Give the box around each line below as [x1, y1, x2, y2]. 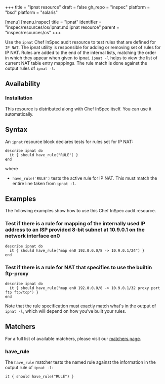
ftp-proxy [5, 270, 29, 277]
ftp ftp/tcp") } [5, 289, 39, 295]
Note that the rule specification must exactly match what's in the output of [5, 303, 157, 309]
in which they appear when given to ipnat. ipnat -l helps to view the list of [5, 55, 158, 61]
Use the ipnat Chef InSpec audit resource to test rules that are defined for [5, 39, 156, 45]
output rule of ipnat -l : [5, 365, 53, 371]
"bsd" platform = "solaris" [5, 9, 58, 15]
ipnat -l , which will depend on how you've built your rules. [5, 308, 126, 314]
